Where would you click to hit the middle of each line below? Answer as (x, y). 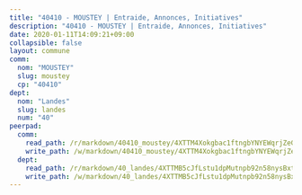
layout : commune (40, 51)
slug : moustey (44, 76)
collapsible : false (46, 43)
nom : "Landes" (44, 101)
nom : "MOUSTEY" (46, 68)
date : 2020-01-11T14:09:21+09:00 (72, 34)
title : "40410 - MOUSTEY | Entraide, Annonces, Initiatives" (126, 18)
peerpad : (26, 127)
